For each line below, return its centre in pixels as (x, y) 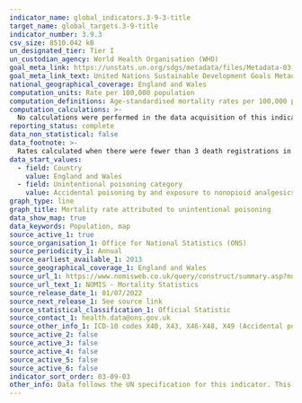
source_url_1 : (36, 276)
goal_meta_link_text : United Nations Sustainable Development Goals (140, 76)
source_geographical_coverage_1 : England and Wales (108, 268)
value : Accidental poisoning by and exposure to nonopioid (138, 193)
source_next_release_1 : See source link (86, 302)
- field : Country (50, 168)
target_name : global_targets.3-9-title (84, 26)
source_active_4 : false (54, 351)
